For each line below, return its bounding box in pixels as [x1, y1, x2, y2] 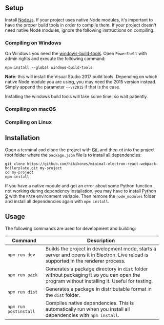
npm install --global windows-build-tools [5, 65, 93, 70]
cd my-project [5, 170, 34, 175]
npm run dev [7, 252, 36, 258]
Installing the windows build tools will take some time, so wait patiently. [5, 94, 148, 100]
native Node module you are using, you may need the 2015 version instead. [5, 79, 157, 85]
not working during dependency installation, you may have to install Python [5, 188, 156, 194]
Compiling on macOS [5, 106, 56, 113]
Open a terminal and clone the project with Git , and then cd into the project [5, 146, 155, 153]
